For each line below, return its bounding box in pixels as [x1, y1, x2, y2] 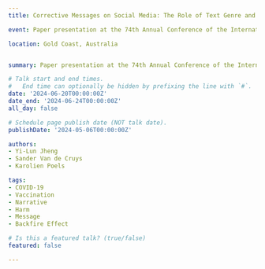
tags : [8, 176, 26, 184]
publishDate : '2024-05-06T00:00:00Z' [8, 126, 132, 134]
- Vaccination [8, 190, 55, 199]
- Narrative [8, 198, 47, 206]
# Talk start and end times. [8, 76, 104, 83]
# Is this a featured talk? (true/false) [8, 234, 147, 242]
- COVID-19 [8, 183, 44, 191]
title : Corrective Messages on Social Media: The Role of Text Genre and [8, 11, 256, 20]
